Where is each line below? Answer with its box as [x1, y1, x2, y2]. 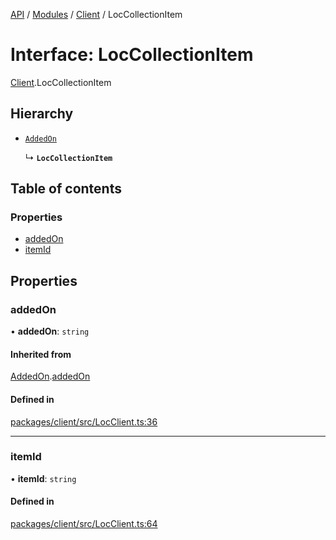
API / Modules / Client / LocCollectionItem [10, 9, 183, 20]
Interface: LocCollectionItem [10, 44, 254, 66]
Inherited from [10, 348, 72, 360]
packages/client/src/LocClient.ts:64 [10, 518, 158, 530]
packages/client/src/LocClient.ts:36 [10, 415, 158, 428]
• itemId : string [10, 472, 77, 484]
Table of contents [10, 180, 122, 198]
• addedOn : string [10, 325, 90, 338]
